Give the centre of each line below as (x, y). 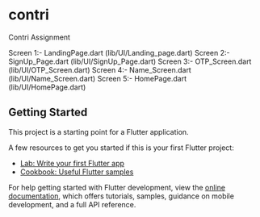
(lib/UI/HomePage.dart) (47, 87)
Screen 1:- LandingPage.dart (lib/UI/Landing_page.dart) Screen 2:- (119, 52)
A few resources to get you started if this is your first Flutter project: (121, 148)
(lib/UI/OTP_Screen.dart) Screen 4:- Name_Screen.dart (100, 69)
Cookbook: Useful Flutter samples (77, 172)
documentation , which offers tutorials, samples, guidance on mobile (121, 196)
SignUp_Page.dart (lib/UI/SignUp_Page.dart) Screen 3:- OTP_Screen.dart (130, 61)
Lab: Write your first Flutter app (72, 163)
